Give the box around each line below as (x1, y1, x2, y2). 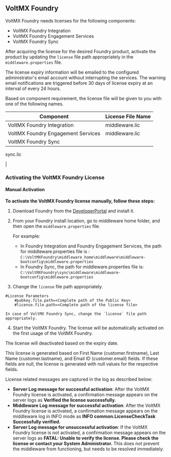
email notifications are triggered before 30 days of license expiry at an (5, 80, 153, 86)
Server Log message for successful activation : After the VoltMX (12, 386, 150, 392)
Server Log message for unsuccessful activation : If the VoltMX (12, 424, 148, 430)
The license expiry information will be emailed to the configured (5, 69, 139, 75)
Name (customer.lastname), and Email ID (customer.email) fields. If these (5, 355, 158, 361)
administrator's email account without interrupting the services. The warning (5, 74, 166, 81)
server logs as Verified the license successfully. (12, 397, 116, 403)
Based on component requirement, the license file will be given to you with (5, 95, 162, 101)
